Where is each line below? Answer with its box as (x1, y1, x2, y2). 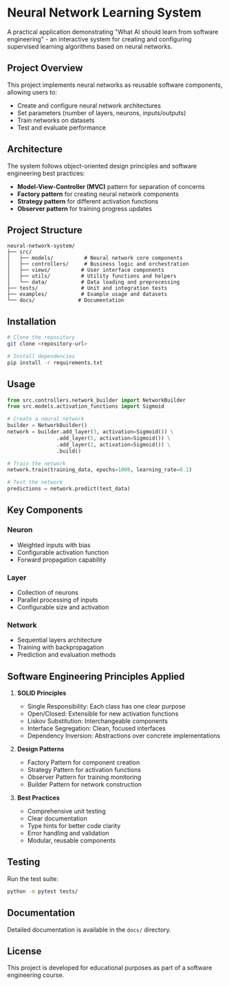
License (7, 945, 42, 957)
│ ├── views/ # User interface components (7, 267, 165, 274)
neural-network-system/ (7, 243, 76, 250)
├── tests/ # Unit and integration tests (7, 285, 168, 292)
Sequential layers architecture (17, 636, 102, 644)
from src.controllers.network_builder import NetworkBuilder (7, 397, 186, 404)
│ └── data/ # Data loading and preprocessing (7, 279, 180, 286)
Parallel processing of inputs (17, 595, 98, 604)
